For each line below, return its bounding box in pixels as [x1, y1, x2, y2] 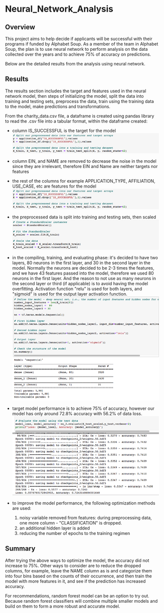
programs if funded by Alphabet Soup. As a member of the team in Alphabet [5, 41, 159, 47]
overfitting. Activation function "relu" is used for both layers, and [12, 286, 143, 292]
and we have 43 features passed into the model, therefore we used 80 [12, 270, 154, 276]
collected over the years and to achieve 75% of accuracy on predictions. [5, 51, 151, 57]
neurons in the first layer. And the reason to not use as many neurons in [12, 275, 156, 281]
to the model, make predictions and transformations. [5, 104, 111, 109]
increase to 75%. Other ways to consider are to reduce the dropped [5, 563, 142, 569]
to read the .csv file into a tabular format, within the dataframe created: [5, 118, 148, 124]
